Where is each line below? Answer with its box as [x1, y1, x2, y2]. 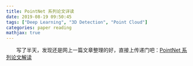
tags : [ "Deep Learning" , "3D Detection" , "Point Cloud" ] [6, 19, 148, 25]
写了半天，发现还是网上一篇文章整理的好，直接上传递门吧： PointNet [16, 47, 181, 54]
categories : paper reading [6, 24, 72, 31]
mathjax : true [6, 30, 41, 36]
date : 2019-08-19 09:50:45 [6, 14, 72, 20]
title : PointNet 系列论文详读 [6, 8, 74, 14]
